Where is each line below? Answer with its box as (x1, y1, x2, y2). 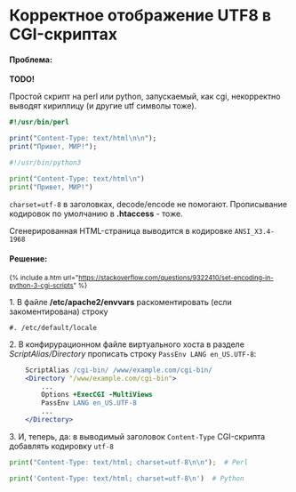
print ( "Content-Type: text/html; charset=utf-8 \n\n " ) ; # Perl (9, 457, 249, 467)
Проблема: (9, 54, 53, 65)
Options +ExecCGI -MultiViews (41, 391, 153, 399)
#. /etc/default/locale (9, 323, 98, 332)
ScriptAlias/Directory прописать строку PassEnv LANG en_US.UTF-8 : (9, 348, 257, 359)
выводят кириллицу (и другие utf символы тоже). (9, 101, 197, 111)
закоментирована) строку (9, 306, 108, 317)
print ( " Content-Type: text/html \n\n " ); (9, 134, 157, 143)
